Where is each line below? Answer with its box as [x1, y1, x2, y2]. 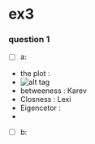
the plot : [19, 68, 50, 78]
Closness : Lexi [19, 94, 71, 104]
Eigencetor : [19, 103, 61, 112]
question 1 [8, 34, 50, 45]
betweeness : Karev [19, 86, 88, 95]
